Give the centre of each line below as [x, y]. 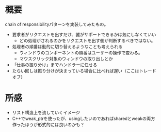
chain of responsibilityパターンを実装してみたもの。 [57, 24]
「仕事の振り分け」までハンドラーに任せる [55, 65]
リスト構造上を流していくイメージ [46, 112]
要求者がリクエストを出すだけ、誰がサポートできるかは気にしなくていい [84, 34]
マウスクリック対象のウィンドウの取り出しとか [66, 59]
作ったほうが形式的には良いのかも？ [48, 124]
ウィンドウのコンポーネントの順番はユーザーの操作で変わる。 [81, 52]
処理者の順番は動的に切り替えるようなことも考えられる [67, 46]
